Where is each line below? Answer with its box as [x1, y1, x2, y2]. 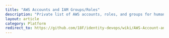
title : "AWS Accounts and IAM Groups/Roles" [5, 7, 100, 12]
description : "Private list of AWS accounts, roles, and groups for [5, 12, 152, 17]
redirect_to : [5, 26, 33, 31]
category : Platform [5, 21, 46, 26]
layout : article [5, 16, 39, 21]
